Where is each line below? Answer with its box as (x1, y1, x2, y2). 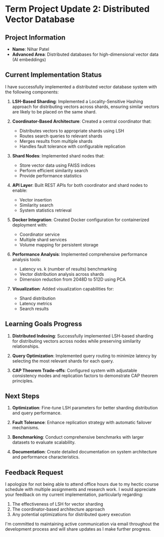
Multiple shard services (19, 236, 67, 243)
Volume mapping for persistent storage (19, 242, 99, 247)
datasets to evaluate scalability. (12, 439, 76, 446)
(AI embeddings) (12, 57, 47, 62)
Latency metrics (19, 300, 52, 306)
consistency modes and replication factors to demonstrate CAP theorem (12, 373, 158, 379)
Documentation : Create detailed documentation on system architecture (12, 449, 157, 455)
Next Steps (5, 392, 40, 401)
